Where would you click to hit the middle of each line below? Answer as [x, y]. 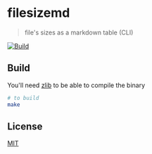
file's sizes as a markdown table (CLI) [79, 32]
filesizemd [39, 13]
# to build [23, 98]
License [25, 126]
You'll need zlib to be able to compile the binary [76, 85]
